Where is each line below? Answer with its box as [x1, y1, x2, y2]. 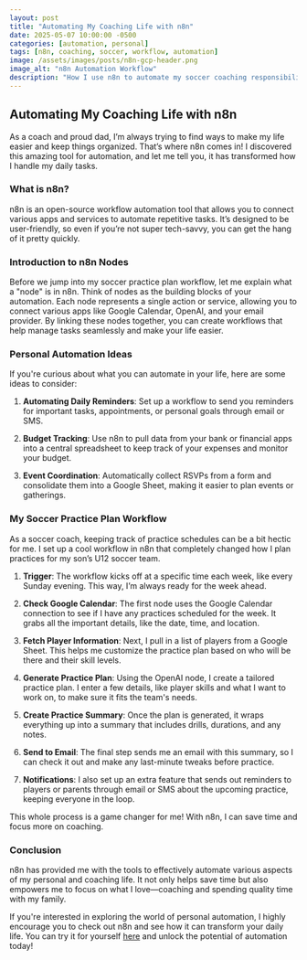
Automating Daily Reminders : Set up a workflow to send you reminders [22, 396, 294, 407]
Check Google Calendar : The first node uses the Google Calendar [22, 598, 273, 609]
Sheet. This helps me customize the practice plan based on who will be [22, 645, 291, 656]
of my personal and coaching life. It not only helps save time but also [9, 874, 269, 885]
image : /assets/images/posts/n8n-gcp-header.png [9, 56, 198, 65]
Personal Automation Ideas [9, 348, 132, 361]
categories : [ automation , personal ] [9, 38, 149, 48]
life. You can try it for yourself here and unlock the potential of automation [9, 931, 288, 942]
